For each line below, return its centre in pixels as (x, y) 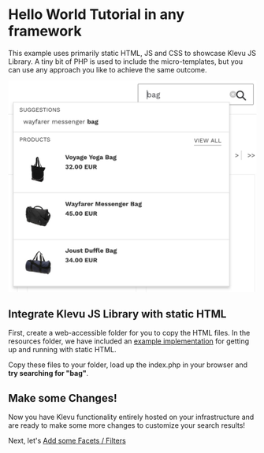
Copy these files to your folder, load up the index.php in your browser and (128, 365)
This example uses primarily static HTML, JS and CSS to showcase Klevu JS (132, 53)
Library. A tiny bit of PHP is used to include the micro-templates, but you (125, 61)
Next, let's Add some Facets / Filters (67, 441)
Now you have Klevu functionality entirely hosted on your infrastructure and (131, 417)
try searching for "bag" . (48, 373)
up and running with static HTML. (62, 350)
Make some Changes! (63, 398)
